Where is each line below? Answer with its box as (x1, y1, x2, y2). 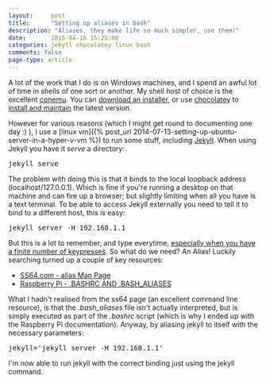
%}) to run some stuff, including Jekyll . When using (88, 135, 256, 145)
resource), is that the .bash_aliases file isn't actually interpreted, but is (8, 303, 238, 312)
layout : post (8, 11, 66, 20)
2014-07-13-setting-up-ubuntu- (133, 126, 237, 136)
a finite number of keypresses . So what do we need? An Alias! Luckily (8, 246, 237, 256)
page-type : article (8, 56, 73, 64)
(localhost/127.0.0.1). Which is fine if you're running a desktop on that (8, 182, 233, 191)
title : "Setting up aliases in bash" (8, 19, 151, 27)
